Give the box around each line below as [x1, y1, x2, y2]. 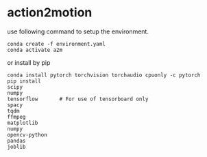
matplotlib [7, 119, 38, 126]
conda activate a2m [7, 46, 63, 53]
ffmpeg [7, 113, 26, 120]
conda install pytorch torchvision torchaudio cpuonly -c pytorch [7, 72, 201, 78]
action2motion [7, 5, 93, 20]
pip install [7, 77, 41, 85]
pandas [7, 137, 26, 144]
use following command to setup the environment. [7, 27, 149, 35]
